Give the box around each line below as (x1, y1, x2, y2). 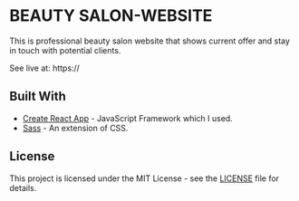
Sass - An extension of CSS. (22, 122, 129, 133)
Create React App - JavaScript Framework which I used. (22, 112, 233, 123)
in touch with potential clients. (9, 44, 121, 55)
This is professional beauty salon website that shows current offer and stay (9, 35, 290, 46)
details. (9, 182, 37, 193)
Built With (9, 89, 66, 104)
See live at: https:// (9, 62, 80, 73)
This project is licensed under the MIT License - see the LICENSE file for (9, 173, 279, 184)
